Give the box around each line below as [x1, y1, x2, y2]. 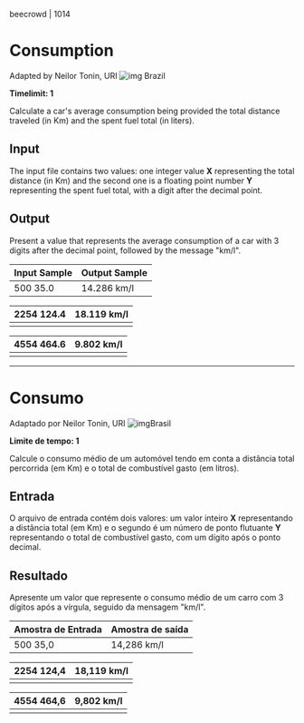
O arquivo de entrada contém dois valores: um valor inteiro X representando [9, 513, 294, 523]
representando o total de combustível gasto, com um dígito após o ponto [9, 532, 281, 543]
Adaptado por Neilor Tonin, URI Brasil [9, 417, 172, 428]
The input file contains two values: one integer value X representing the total [9, 165, 295, 176]
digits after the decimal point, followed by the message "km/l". [9, 245, 242, 256]
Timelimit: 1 [9, 87, 54, 99]
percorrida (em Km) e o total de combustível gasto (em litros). [9, 463, 240, 474]
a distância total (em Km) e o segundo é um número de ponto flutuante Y [9, 523, 282, 533]
